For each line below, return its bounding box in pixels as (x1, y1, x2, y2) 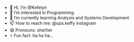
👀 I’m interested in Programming (9, 10, 74, 15)
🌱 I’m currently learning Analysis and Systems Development (9, 15, 130, 20)
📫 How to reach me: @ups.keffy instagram (9, 20, 96, 26)
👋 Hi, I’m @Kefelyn (9, 5, 47, 10)
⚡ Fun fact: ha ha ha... (9, 33, 53, 38)
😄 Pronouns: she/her (9, 27, 52, 33)
